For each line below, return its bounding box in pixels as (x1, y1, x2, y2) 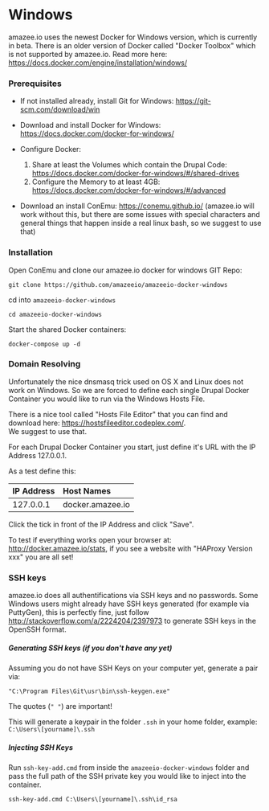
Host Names (63, 485, 111, 496)
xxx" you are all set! (8, 552, 74, 562)
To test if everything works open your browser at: (8, 535, 172, 544)
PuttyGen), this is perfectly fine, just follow (8, 608, 149, 617)
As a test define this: (8, 466, 76, 476)
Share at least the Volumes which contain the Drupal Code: (31, 160, 227, 170)
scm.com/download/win (19, 104, 100, 114)
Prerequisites (8, 78, 62, 89)
